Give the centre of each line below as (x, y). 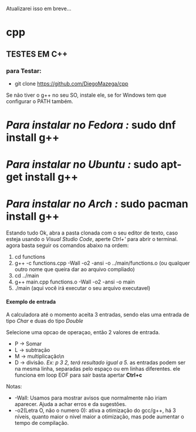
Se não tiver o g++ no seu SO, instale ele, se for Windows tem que (86, 95)
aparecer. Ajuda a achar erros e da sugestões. (70, 404)
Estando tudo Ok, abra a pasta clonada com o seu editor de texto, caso (92, 233)
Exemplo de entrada (31, 301)
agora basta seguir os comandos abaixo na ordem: (67, 245)
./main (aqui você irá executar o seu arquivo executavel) (82, 288)
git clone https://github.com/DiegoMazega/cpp (71, 83)
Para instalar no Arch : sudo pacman (97, 204)
